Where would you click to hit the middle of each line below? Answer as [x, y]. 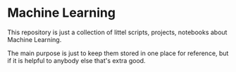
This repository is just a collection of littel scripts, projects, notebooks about [117, 32]
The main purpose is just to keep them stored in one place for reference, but [118, 53]
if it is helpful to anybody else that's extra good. [76, 60]
